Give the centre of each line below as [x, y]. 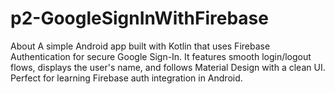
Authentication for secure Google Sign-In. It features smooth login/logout [161, 56]
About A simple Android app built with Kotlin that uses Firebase [140, 46]
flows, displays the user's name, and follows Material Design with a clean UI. [168, 67]
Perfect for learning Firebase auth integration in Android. [126, 78]
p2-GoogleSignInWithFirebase [139, 18]
